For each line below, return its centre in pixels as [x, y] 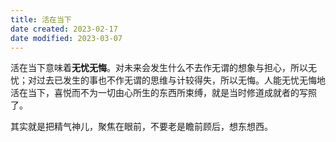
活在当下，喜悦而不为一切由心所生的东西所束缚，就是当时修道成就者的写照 [163, 93]
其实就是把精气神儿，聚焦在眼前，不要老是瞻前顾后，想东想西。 [141, 127]
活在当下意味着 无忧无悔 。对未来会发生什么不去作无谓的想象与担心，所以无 [163, 68]
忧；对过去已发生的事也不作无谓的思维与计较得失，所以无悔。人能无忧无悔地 [168, 80]
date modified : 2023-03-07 [66, 38]
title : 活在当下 [41, 19]
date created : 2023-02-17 [64, 29]
